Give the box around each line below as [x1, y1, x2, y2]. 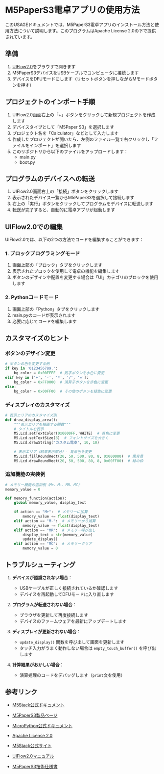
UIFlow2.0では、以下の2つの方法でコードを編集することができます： [5, 236, 144, 243]
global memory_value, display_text [14, 500, 87, 505]
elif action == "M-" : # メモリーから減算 [14, 518, 96, 523]
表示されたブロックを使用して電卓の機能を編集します [12, 268, 120, 274]
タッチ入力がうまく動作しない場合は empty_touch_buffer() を [19, 645, 143, 651]
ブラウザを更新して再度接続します [19, 612, 89, 618]
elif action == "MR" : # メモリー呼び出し [14, 528, 96, 533]
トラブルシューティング [5, 561, 76, 569]
